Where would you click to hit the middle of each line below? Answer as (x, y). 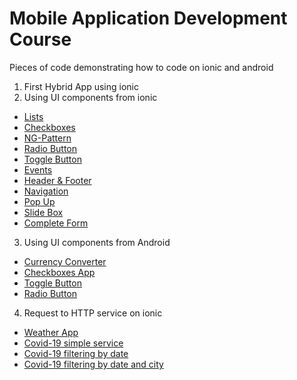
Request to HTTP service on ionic (93, 313)
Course (40, 39)
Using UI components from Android (97, 242)
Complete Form (56, 223)
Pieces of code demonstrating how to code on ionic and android (141, 67)
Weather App (51, 332)
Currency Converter (65, 261)
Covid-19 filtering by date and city (93, 364)
